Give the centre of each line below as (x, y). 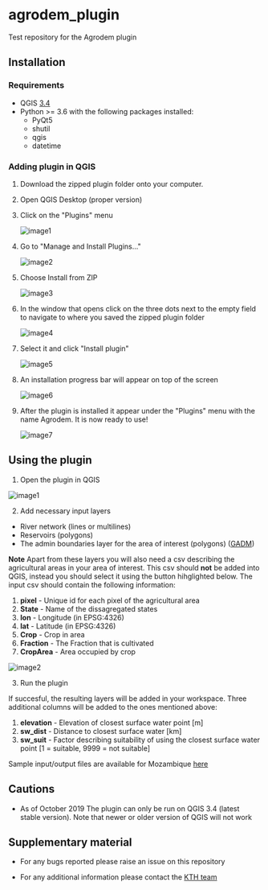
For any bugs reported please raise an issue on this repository (122, 862)
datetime (47, 146)
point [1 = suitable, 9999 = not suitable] (85, 748)
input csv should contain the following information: (92, 584)
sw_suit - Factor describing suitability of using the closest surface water (140, 740)
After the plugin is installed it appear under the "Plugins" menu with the (137, 410)
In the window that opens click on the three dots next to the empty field (138, 308)
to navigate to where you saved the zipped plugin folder (112, 317)
